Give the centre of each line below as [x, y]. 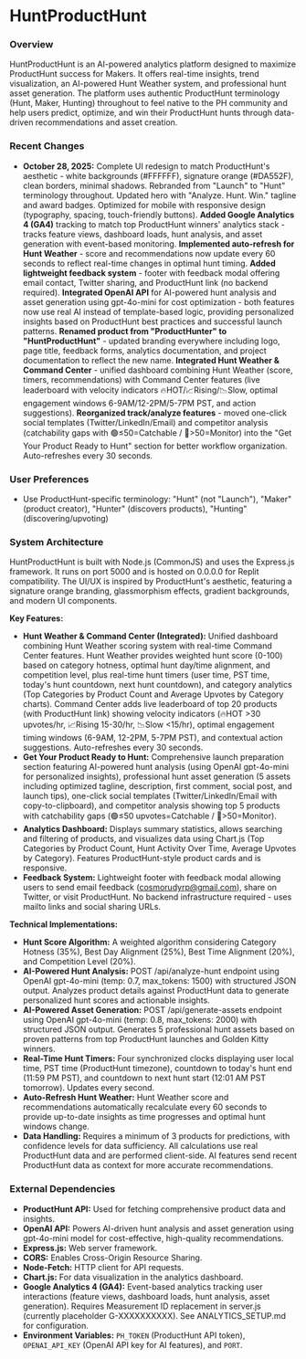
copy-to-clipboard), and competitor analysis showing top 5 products [151, 806]
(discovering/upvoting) [66, 519]
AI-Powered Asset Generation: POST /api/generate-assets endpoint [152, 1010]
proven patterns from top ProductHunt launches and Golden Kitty [146, 1039]
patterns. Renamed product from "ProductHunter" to [124, 331]
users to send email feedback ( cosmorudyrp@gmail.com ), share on [149, 888]
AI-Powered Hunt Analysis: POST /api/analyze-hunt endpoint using [151, 971]
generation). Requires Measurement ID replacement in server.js [142, 1306]
